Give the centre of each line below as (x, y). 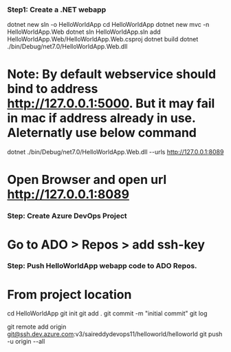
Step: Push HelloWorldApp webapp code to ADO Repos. (102, 266)
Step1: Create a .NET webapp (57, 10)
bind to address (53, 89)
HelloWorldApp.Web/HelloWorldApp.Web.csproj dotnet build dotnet (103, 39)
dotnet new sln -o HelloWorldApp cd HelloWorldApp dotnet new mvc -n (108, 25)
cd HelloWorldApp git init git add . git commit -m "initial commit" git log (107, 313)
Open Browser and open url (87, 180)
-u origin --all (26, 342)
